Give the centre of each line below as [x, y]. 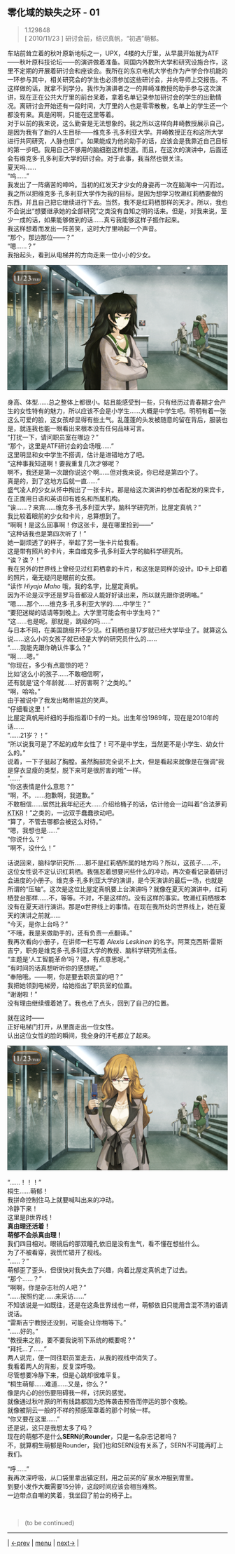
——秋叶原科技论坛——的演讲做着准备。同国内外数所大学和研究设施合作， [114, 62]
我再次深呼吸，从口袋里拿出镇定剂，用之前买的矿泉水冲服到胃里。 [102, 1478]
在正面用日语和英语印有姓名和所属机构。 [65, 498]
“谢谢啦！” [22, 994]
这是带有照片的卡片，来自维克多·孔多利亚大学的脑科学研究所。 [97, 551]
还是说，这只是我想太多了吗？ [50, 1428]
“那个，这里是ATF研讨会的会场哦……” [60, 446]
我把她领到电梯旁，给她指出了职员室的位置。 [72, 985]
